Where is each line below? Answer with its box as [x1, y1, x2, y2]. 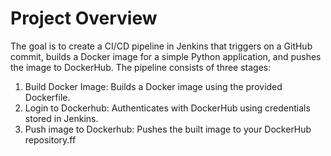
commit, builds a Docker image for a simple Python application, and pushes [10, 50, 322, 62]
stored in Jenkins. [24, 112, 99, 124]
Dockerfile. [24, 91, 71, 103]
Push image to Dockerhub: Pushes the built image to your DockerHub [24, 123, 312, 135]
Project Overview [10, 7, 158, 30]
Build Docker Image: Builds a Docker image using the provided [24, 80, 283, 92]
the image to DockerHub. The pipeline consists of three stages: [10, 61, 272, 73]
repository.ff [24, 133, 77, 146]
